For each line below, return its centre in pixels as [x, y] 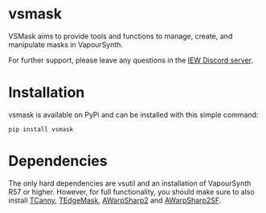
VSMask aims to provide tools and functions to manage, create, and [121, 36]
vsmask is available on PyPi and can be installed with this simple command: [133, 115]
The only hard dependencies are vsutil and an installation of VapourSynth [130, 183]
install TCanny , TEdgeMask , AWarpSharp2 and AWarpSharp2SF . [115, 200]
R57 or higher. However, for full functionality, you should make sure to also [131, 191]
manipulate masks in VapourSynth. [65, 44]
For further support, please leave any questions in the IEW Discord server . [131, 60]
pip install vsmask [41, 129]
